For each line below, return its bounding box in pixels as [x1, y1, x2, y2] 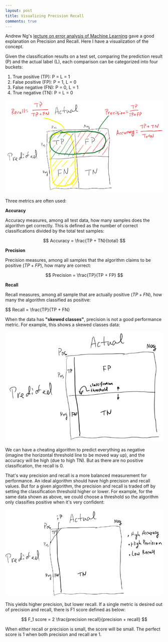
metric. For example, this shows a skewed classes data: [5, 322, 120, 328]
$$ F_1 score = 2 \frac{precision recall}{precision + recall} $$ [21, 616, 148, 622]
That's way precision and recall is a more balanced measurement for [5, 472, 147, 478]
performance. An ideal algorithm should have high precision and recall [5, 477, 150, 484]
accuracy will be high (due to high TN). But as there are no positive [5, 457, 143, 463]
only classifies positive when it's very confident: [5, 499, 105, 505]
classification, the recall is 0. [5, 462, 64, 468]
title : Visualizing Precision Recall [5, 13, 84, 19]
